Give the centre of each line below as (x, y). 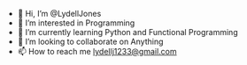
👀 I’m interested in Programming (76, 23)
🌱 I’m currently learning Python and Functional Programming (127, 32)
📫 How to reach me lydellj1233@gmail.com (97, 51)
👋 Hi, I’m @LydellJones (59, 14)
